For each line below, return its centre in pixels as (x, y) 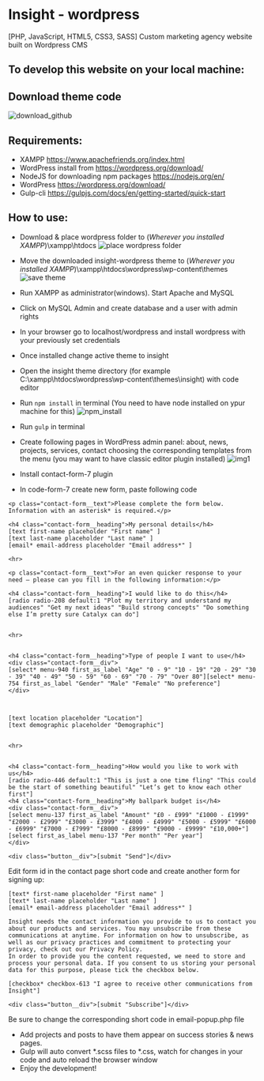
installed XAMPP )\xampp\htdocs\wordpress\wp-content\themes (124, 269)
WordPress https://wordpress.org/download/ (92, 184)
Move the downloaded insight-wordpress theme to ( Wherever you (127, 260)
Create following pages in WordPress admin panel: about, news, (124, 442)
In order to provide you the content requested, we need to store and (127, 956)
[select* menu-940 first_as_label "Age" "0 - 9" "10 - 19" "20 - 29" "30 (132, 669)
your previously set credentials (70, 340)
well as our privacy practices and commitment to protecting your (120, 942)
